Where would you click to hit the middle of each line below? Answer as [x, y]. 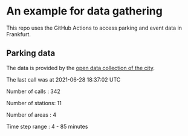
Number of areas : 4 [31, 115]
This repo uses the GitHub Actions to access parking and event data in [94, 28]
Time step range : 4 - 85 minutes [47, 126]
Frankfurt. [19, 34]
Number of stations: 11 [34, 103]
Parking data [31, 53]
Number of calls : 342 [33, 91]
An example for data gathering [85, 11]
